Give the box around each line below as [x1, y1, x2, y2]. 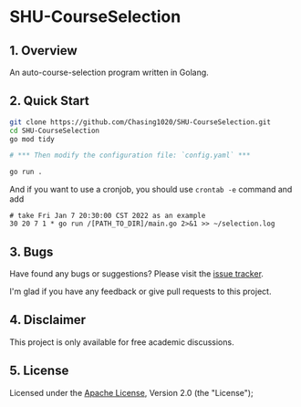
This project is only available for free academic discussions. [9, 336, 234, 348]
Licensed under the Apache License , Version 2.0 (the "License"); [9, 387, 254, 398]
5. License [9, 363, 69, 379]
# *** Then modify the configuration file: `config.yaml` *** [9, 151, 251, 161]
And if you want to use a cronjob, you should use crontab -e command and [9, 184, 293, 195]
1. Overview [9, 43, 78, 58]
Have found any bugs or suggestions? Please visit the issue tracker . [9, 268, 265, 279]
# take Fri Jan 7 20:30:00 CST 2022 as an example [9, 212, 206, 221]
